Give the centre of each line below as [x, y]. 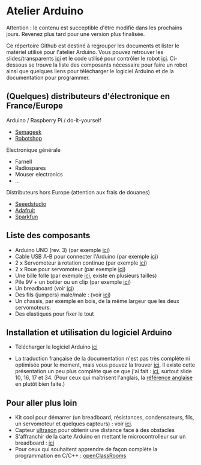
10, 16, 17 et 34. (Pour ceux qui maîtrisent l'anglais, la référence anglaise [104, 378]
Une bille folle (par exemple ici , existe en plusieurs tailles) [86, 275]
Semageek [28, 132]
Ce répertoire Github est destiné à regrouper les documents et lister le [93, 46]
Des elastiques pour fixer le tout [54, 314]
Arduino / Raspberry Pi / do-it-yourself [54, 120]
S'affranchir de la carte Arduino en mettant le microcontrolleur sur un [100, 437]
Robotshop [28, 138]
